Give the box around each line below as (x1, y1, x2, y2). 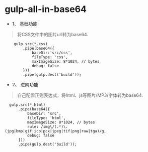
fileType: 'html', (27, 115, 66, 120)
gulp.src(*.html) (9, 102, 46, 107)
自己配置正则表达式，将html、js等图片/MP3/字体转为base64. (17, 92, 143, 98)
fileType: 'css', (31, 54, 68, 60)
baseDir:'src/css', (31, 50, 72, 55)
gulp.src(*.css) (14, 41, 48, 46)
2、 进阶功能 (12, 81, 39, 87)
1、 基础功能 (12, 21, 38, 27)
